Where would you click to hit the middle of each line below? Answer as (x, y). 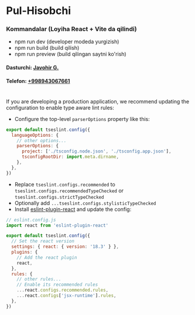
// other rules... (39, 279)
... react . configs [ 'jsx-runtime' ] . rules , (66, 296)
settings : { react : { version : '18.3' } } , (65, 247)
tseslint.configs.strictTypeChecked (59, 197)
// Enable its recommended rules (57, 285)
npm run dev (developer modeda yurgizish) (67, 41)
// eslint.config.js (31, 220)
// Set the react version (43, 241)
